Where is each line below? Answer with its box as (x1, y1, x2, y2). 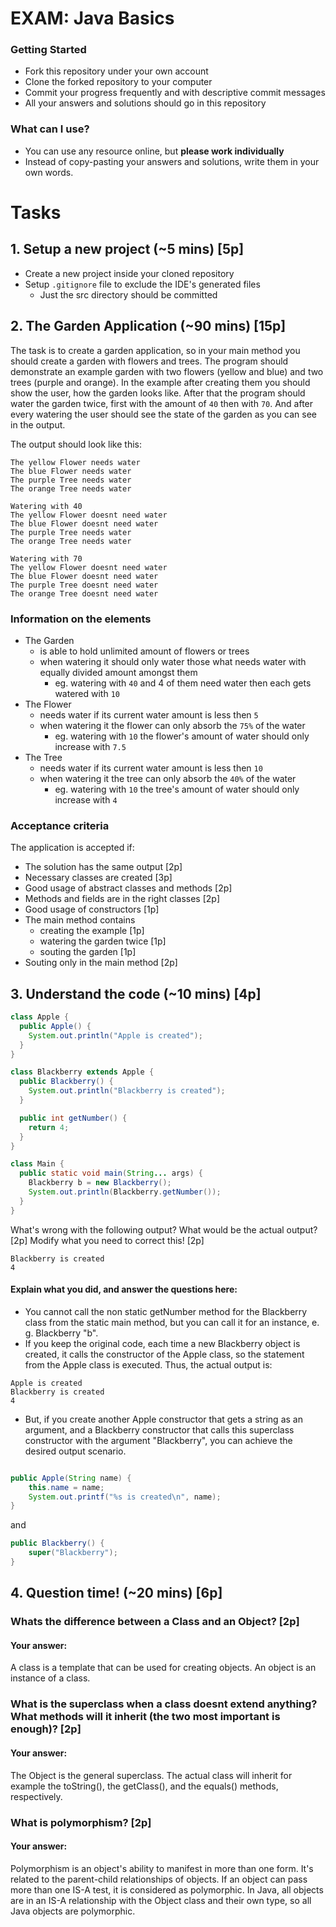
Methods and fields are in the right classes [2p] (24, 893, 221, 905)
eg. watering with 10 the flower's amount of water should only (54, 730, 310, 742)
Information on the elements (10, 612, 152, 626)
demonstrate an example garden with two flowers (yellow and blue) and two (10, 365, 324, 377)
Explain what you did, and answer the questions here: (10, 1283, 238, 1296)
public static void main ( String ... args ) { (19, 1168, 203, 1179)
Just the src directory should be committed (39, 288, 218, 301)
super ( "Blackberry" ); (28, 1548, 118, 1558)
